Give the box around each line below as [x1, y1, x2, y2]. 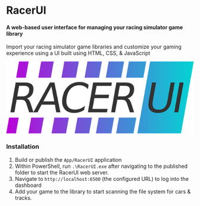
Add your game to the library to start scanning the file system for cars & [14, 187, 191, 195]
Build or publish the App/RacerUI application [14, 156, 122, 163]
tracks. [14, 194, 32, 201]
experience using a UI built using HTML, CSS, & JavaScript [6, 50, 151, 57]
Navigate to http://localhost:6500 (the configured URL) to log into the [14, 175, 189, 182]
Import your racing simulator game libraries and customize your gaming [6, 43, 182, 51]
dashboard [14, 182, 42, 189]
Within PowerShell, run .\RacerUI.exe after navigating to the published [14, 162, 188, 170]
